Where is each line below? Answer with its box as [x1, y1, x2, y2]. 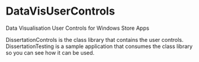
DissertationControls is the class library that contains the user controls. [5, 36, 184, 43]
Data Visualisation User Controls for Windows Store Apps [5, 24, 150, 32]
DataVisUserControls [5, 4, 115, 18]
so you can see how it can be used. [5, 49, 95, 56]
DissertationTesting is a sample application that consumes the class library [5, 43, 193, 50]
